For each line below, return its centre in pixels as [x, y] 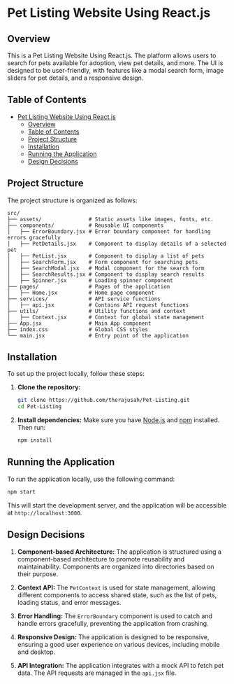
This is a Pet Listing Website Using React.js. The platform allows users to [112, 55]
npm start [22, 491]
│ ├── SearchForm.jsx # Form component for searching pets [103, 262]
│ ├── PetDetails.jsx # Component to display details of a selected [117, 244]
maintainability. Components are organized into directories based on [116, 566]
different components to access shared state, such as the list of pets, [117, 595]
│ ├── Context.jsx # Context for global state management [106, 317]
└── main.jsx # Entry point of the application [98, 335]
